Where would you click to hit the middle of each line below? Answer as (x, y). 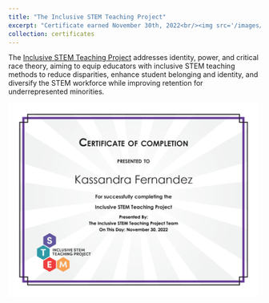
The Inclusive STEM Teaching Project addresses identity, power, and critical (133, 58)
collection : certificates (51, 34)
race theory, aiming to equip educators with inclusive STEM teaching (122, 66)
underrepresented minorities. (56, 91)
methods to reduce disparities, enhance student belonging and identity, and (133, 75)
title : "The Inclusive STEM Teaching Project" (87, 17)
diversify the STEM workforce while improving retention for (106, 83)
